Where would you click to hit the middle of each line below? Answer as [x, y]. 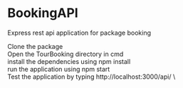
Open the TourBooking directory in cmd [66, 54]
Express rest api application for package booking [79, 33]
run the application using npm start [59, 69]
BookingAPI [43, 13]
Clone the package [35, 46]
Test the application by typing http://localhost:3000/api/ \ [91, 77]
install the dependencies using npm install [69, 61]
